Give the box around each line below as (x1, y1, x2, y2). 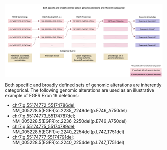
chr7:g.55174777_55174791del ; (12, 134, 74, 140)
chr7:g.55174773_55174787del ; (12, 113, 76, 119)
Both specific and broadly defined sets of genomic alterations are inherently (5, 82, 162, 88)
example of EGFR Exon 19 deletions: (5, 92, 79, 98)
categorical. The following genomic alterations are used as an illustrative (5, 87, 154, 93)
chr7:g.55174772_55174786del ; (12, 102, 76, 108)
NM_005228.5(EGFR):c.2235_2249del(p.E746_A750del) (12, 107, 127, 113)
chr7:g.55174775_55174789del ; (12, 123, 76, 129)
